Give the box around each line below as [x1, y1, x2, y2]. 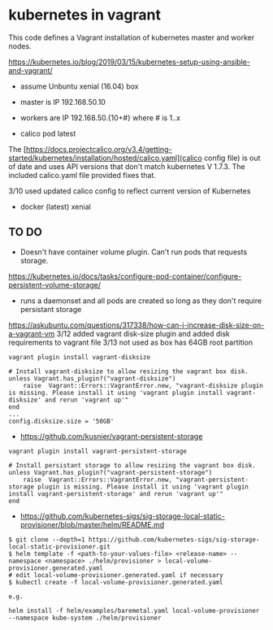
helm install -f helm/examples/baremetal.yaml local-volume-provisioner [8, 606, 260, 615]
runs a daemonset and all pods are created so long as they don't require [19, 295, 262, 306]
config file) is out [204, 153, 261, 163]
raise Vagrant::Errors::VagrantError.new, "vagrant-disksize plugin [23, 381, 264, 389]
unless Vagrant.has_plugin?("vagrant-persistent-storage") [8, 468, 213, 476]
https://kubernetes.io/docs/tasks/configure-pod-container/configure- [8, 271, 242, 281]
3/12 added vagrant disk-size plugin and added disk [56, 328, 230, 338]
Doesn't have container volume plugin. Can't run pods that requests [19, 246, 248, 257]
